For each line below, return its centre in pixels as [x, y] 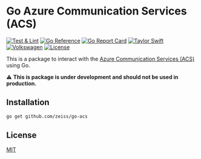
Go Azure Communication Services [97, 11]
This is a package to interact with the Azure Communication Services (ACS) [100, 59]
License [21, 135]
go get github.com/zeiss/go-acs [47, 116]
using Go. [18, 65]
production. [21, 83]
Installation [28, 102]
